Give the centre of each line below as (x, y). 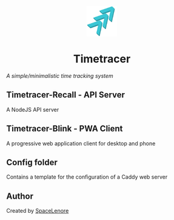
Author (20, 196)
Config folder (32, 162)
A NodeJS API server (33, 109)
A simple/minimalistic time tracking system (60, 75)
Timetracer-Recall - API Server (66, 95)
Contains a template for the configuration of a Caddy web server (87, 177)
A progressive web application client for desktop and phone (81, 143)
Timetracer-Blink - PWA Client (65, 129)
